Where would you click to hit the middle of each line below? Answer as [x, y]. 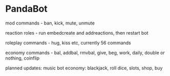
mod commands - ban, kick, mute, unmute [50, 23]
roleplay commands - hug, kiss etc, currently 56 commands [68, 43]
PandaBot [26, 9]
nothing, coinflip [23, 58]
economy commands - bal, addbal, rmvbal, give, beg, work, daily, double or [85, 53]
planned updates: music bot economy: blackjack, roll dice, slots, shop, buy [84, 68]
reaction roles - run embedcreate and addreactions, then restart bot [77, 33]
